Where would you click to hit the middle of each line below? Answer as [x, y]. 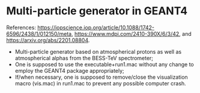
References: [21, 27]
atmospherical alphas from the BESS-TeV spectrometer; [84, 58]
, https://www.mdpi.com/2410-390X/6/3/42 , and [132, 33]
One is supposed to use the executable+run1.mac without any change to [104, 64]
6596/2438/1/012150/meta [39, 33]
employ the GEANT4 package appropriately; [69, 70]
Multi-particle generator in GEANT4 [97, 11]
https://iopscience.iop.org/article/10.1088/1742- [96, 27]
